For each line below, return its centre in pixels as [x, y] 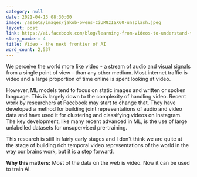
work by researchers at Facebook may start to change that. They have [91, 103]
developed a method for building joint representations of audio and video [94, 108]
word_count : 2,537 [28, 50]
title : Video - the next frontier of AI [56, 45]
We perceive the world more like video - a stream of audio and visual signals [98, 66]
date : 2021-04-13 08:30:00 [39, 17]
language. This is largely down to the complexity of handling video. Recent [96, 96]
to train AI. [18, 169]
